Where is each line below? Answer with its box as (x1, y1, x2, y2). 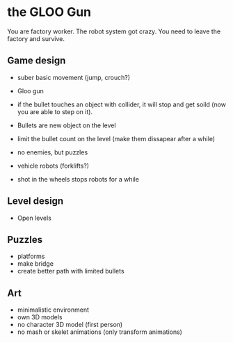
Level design (7, 196, 64, 207)
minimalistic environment (17, 305, 89, 314)
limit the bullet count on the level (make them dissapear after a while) (17, 134, 216, 143)
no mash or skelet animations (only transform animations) (17, 328, 183, 336)
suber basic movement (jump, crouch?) (17, 73, 131, 81)
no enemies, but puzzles (17, 147, 88, 157)
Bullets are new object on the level (17, 121, 116, 129)
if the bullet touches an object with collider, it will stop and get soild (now (17, 100, 227, 109)
